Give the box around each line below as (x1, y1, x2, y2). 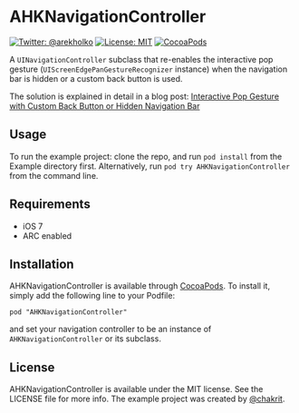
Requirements (9, 197, 91, 212)
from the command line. (9, 170, 99, 181)
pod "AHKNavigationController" (9, 308, 128, 317)
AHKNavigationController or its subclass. (9, 333, 161, 344)
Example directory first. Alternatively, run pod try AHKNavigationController (9, 161, 290, 172)
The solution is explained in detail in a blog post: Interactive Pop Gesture (9, 91, 279, 102)
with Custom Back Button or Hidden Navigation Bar (9, 100, 200, 111)
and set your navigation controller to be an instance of (9, 324, 212, 335)
